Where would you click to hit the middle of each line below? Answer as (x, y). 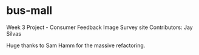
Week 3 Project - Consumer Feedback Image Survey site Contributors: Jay (99, 27)
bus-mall (29, 11)
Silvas (14, 33)
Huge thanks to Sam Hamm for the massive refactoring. (76, 45)
